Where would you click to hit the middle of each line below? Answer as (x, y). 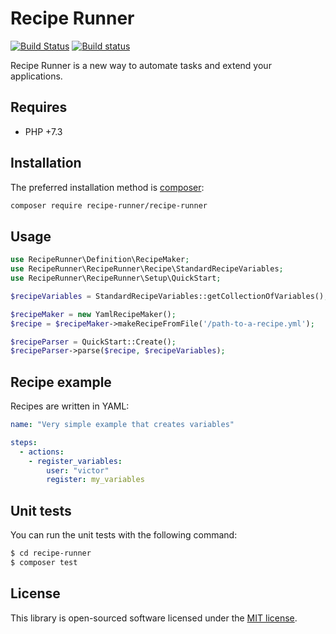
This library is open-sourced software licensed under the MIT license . (154, 618)
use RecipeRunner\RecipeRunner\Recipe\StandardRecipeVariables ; (147, 269)
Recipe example (61, 382)
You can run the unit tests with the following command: (124, 535)
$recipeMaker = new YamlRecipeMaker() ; (93, 314)
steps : (24, 442)
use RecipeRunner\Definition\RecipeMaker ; (100, 260)
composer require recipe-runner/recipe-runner (109, 205)
